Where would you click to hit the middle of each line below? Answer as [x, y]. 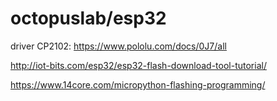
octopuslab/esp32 [88, 18]
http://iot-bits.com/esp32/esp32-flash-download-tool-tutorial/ [138, 65]
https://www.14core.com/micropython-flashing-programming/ [138, 84]
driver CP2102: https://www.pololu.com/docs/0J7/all [118, 46]
